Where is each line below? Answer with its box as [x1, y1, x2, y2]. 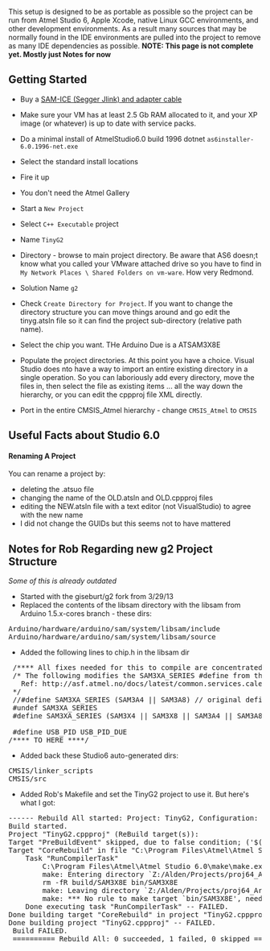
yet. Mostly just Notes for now [8, 50, 111, 59]
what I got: [19, 798, 56, 808]
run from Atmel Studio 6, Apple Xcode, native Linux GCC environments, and [8, 15, 259, 25]
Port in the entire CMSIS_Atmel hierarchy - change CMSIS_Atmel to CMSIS [19, 405, 257, 415]
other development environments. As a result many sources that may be [8, 24, 247, 33]
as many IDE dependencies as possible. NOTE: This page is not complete [8, 41, 254, 51]
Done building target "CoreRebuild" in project [8, 910, 199, 920]
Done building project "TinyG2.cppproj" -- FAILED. [8, 918, 217, 928]
